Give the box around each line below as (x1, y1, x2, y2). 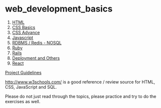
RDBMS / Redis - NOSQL (12, 40, 62, 45)
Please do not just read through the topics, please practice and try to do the (5, 93, 157, 99)
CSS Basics (12, 24, 35, 30)
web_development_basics (5, 3, 113, 14)
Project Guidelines (5, 69, 42, 75)
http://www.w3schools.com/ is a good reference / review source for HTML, (5, 79, 155, 85)
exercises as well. (5, 98, 41, 104)
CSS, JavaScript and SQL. (5, 84, 57, 90)
